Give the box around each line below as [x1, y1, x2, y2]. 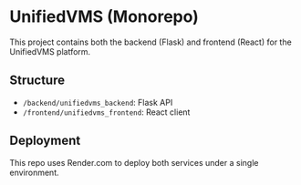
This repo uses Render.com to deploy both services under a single [9, 157, 259, 168]
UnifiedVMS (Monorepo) [9, 6, 199, 27]
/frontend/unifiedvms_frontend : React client [22, 107, 191, 118]
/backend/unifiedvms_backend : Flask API [22, 97, 173, 108]
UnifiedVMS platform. [9, 46, 91, 57]
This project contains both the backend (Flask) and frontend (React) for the [9, 36, 292, 47]
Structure [9, 73, 66, 88]
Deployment [9, 133, 81, 149]
